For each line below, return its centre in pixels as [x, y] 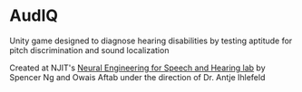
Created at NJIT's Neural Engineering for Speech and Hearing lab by [137, 68]
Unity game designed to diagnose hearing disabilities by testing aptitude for [151, 41]
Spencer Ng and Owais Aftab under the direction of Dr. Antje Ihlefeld [137, 77]
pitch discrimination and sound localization [89, 50]
